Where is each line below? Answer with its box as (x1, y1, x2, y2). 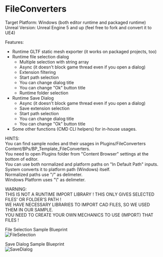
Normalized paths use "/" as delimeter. (5, 171, 83, 177)
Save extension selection (19, 105, 70, 111)
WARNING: (5, 186, 27, 192)
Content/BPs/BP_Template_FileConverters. (5, 146, 91, 152)
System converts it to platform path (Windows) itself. (5, 166, 110, 172)
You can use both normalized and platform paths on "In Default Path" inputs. (5, 161, 159, 167)
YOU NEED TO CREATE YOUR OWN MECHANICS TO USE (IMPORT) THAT (5, 212, 154, 218)
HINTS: (5, 135, 19, 141)
